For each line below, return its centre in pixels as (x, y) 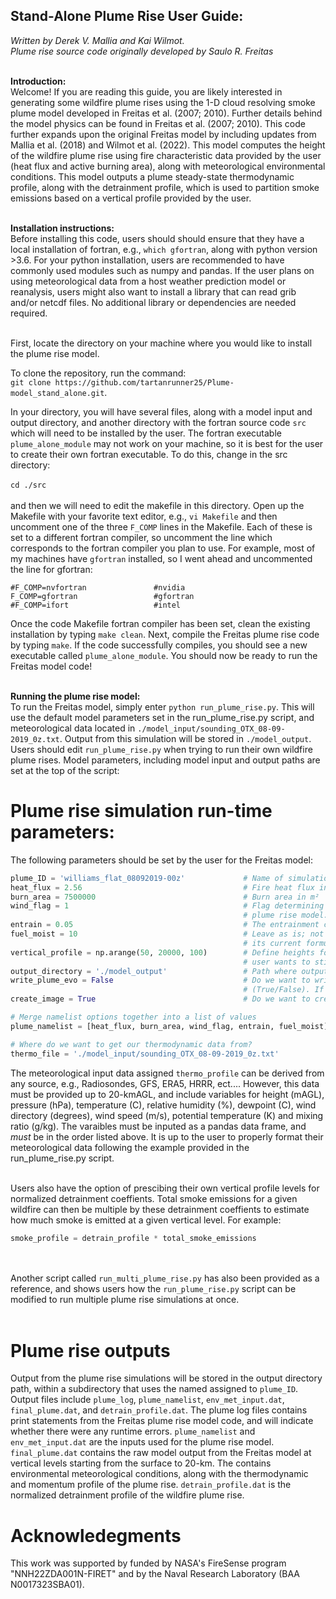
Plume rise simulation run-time (141, 811)
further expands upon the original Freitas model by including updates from (163, 134)
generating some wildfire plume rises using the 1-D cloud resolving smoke (163, 102)
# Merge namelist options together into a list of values (133, 1017)
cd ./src (28, 485)
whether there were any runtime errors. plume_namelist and (133, 1431)
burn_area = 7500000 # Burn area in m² (165, 897)
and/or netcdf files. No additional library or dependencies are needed (153, 302)
